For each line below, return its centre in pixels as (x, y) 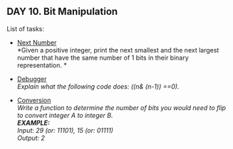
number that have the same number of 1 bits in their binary (103, 57)
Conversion (34, 100)
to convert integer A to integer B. (65, 115)
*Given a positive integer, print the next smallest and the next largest (118, 50)
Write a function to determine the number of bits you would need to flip (121, 107)
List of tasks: (25, 28)
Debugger (32, 79)
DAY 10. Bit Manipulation (62, 12)
